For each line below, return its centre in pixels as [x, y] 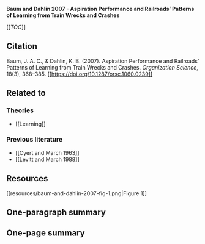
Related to [26, 93]
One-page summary [46, 233]
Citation [22, 46]
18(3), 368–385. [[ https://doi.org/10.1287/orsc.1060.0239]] [80, 74]
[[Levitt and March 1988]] [47, 159]
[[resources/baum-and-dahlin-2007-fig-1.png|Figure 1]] [76, 193]
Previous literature [35, 140]
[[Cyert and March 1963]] [47, 152]
